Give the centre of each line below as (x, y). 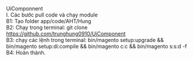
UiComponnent (24, 9)
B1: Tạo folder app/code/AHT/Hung (49, 21)
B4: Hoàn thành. (26, 52)
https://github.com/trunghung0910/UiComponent (66, 34)
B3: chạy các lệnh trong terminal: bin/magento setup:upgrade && (85, 40)
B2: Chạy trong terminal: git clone (47, 27)
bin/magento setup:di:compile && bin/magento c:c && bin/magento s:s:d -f (97, 46)
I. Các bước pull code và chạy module (52, 15)
